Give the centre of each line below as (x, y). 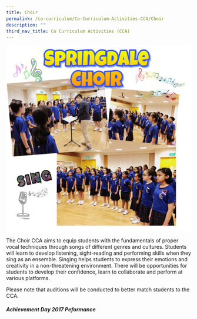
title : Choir (22, 12)
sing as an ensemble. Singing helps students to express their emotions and (97, 259)
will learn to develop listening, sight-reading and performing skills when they (98, 253)
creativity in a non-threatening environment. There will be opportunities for (97, 266)
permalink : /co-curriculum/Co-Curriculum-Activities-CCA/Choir (85, 19)
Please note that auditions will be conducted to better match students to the (98, 290)
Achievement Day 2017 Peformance (51, 309)
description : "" (26, 25)
